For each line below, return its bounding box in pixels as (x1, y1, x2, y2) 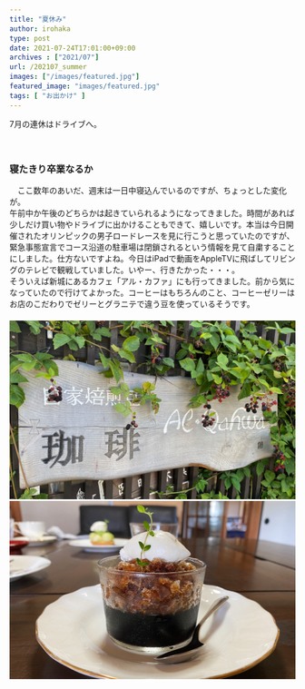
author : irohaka (9, 24, 71, 34)
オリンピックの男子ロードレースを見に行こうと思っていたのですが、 (40, 230, 295, 241)
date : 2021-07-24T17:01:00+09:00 (9, 44, 136, 53)
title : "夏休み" (9, 15, 67, 24)
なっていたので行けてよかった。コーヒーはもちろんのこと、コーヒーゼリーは (9, 287, 295, 298)
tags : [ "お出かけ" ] (9, 91, 86, 100)
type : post (9, 34, 51, 43)
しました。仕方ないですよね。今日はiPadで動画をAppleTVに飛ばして (16, 252, 272, 263)
